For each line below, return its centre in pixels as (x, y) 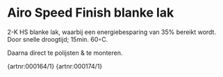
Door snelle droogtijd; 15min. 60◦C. (58, 39)
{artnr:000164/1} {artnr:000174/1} (55, 66)
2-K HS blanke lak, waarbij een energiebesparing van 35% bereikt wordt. (112, 32)
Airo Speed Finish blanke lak (91, 13)
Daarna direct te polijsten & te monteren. (65, 53)
